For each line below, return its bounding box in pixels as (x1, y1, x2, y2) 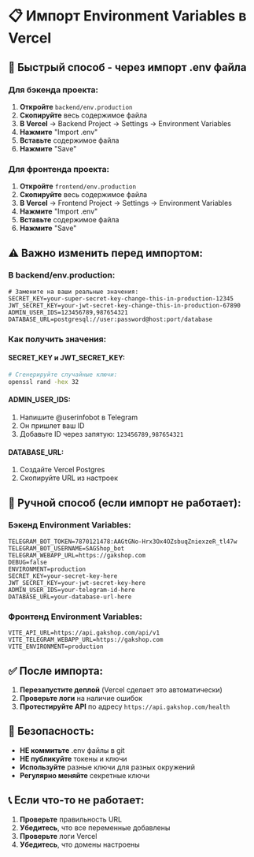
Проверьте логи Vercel (19, 831, 98, 840)
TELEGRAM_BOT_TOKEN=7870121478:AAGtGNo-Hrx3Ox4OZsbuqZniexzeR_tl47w (8, 538, 237, 546)
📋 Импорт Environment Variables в (8, 7, 247, 25)
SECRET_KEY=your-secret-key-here (8, 572, 118, 580)
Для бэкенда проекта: (8, 84, 99, 95)
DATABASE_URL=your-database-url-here (8, 593, 132, 601)
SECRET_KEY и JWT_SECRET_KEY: (8, 353, 126, 363)
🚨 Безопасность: (8, 725, 94, 738)
